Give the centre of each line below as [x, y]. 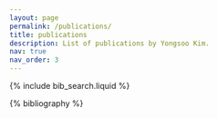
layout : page [34, 18]
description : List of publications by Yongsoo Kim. [109, 43]
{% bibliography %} [47, 103]
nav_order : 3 [34, 60]
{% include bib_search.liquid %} [70, 86]
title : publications [49, 34]
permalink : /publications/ [61, 26]
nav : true [28, 52]
